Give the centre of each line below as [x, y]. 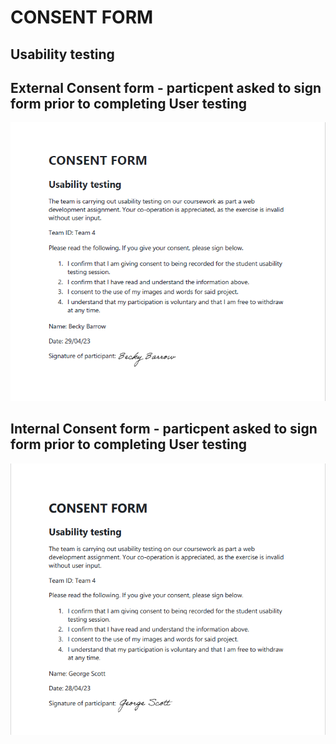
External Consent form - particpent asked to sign [166, 87]
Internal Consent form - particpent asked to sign [164, 429]
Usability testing [62, 54]
